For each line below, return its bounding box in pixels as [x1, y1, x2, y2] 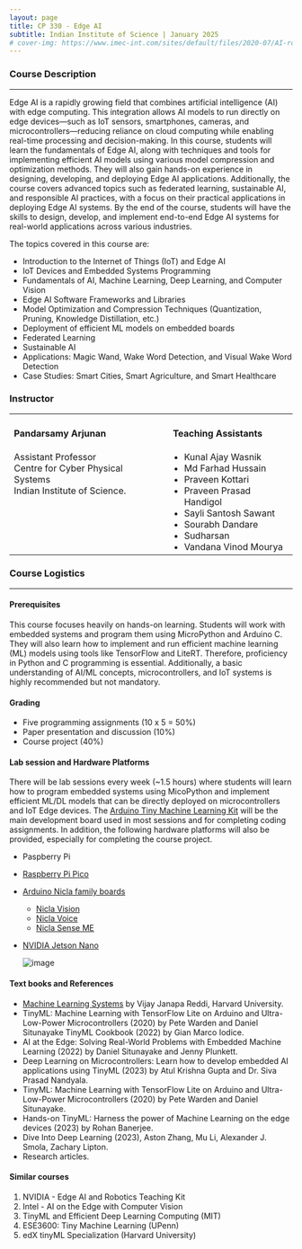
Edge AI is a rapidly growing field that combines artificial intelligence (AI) [9, 96, 279, 108]
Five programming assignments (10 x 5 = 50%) [22, 717, 196, 728]
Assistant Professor [13, 450, 97, 463]
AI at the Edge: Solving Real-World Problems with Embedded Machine [22, 1036, 281, 1047]
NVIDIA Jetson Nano [22, 940, 99, 951]
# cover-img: [9, 38, 58, 48]
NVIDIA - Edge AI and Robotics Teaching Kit [22, 1191, 186, 1202]
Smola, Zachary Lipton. [22, 1141, 109, 1152]
